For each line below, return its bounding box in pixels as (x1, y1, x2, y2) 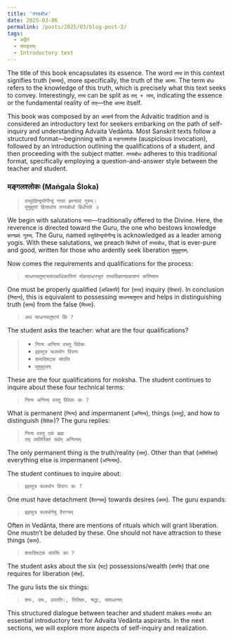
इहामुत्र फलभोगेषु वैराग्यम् (24, 509, 74, 516)
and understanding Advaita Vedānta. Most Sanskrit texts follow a (29, 127, 216, 135)
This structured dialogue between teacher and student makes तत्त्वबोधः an (7, 609, 212, 617)
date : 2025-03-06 (7, 17, 58, 24)
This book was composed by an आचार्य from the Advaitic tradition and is (7, 112, 209, 120)
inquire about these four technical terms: (7, 383, 125, 391)
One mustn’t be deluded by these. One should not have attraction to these (7, 529, 222, 537)
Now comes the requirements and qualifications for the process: (7, 260, 194, 268)
